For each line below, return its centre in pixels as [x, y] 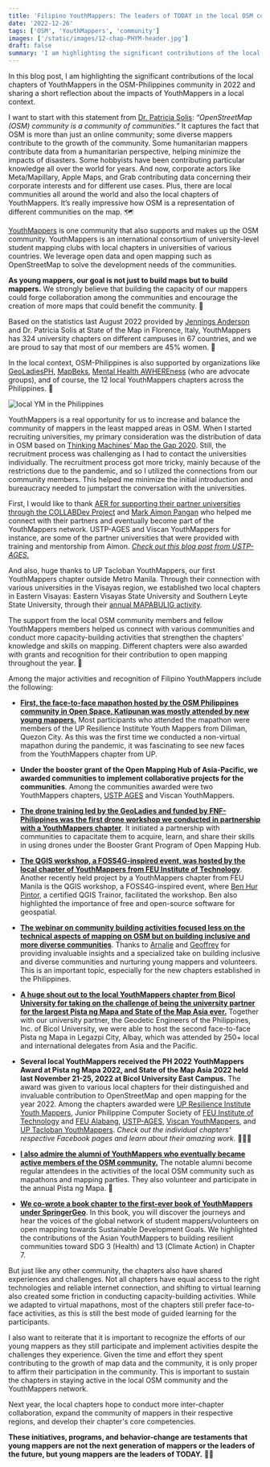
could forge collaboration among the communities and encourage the [123, 297]
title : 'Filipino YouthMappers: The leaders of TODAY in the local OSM [131, 16]
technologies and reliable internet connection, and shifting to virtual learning [135, 1288]
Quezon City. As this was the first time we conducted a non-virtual [130, 737]
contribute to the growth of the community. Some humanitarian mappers [128, 143]
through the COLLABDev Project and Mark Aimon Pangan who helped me [130, 512]
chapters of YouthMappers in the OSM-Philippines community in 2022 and [132, 84]
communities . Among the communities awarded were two [117, 787]
